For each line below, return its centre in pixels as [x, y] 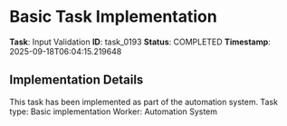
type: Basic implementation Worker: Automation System [114, 111]
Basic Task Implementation [113, 17]
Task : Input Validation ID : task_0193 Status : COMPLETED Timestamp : [140, 42]
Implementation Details [77, 80]
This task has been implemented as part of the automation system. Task [144, 102]
